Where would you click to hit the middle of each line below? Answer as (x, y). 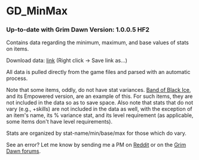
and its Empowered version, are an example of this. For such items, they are (99, 96)
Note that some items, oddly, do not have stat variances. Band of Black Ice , (99, 90)
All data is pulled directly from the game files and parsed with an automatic (98, 72)
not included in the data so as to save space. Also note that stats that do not (99, 103)
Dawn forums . (24, 151)
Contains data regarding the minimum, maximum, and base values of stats (98, 42)
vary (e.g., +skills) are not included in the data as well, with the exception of (99, 109)
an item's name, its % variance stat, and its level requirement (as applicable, (100, 115)
